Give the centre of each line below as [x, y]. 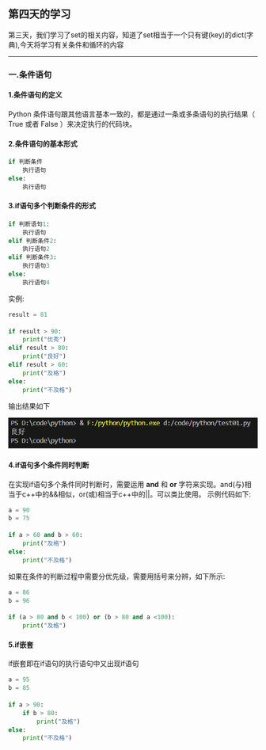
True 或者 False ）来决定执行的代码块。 [72, 124]
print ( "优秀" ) [44, 340]
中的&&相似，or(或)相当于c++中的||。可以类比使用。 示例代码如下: [143, 494]
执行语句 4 [36, 282]
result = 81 [28, 314]
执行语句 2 [36, 249]
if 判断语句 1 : [29, 224]
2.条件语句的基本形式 [43, 143]
